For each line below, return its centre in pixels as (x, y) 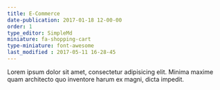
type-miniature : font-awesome (51, 46)
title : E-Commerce (34, 13)
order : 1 (20, 26)
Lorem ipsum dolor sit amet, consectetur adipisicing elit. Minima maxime (110, 72)
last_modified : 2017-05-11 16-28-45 (62, 53)
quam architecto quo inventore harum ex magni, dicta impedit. (96, 79)
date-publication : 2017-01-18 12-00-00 (65, 20)
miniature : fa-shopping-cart (49, 39)
